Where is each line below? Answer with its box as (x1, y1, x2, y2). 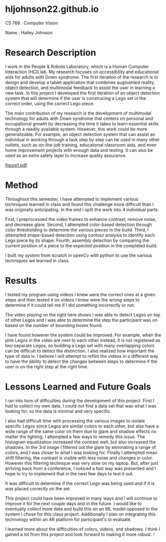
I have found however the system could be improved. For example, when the (5, 332, 162, 338)
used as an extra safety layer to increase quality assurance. (5, 152, 127, 158)
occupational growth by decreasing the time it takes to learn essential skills (5, 120, 159, 126)
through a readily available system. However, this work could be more (5, 126, 148, 132)
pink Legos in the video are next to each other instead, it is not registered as (5, 337, 161, 343)
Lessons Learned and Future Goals (5, 381, 151, 392)
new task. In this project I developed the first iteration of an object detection (5, 90, 160, 96)
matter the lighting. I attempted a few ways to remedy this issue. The (5, 434, 145, 439)
